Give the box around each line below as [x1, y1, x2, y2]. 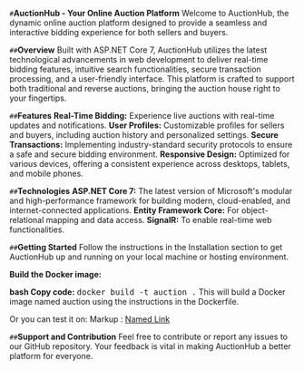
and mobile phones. [9, 168, 83, 179]
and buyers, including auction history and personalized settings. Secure [9, 130, 279, 140]
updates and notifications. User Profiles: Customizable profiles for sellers [9, 120, 285, 131]
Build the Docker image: [9, 269, 102, 279]
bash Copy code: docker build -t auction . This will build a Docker [9, 287, 286, 297]
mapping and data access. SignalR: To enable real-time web [45, 215, 272, 225]
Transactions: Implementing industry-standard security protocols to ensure [9, 140, 293, 150]
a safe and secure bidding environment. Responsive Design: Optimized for [9, 149, 290, 160]
